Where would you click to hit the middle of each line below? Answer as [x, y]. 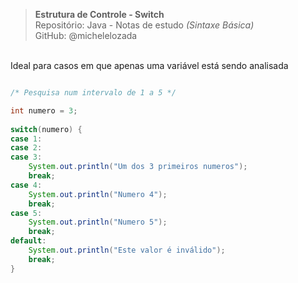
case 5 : [26, 213]
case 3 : [26, 157]
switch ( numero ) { [46, 129]
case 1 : [26, 139]
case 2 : [26, 148]
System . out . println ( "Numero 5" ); [98, 222]
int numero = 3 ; [44, 110]
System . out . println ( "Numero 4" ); [98, 194]
